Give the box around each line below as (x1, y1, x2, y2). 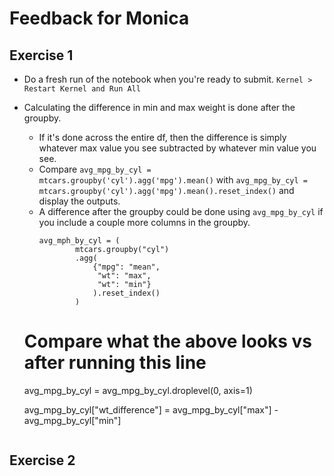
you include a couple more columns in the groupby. (38, 217, 251, 228)
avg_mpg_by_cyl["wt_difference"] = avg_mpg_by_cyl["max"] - (23, 403, 279, 416)
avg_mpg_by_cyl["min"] (23, 414, 122, 426)
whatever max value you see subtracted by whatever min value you (38, 142, 317, 154)
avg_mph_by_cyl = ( (38, 236, 121, 246)
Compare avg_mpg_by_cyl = (38, 163, 152, 175)
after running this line (23, 352, 207, 374)
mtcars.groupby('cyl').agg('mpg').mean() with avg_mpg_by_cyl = (38, 174, 308, 186)
